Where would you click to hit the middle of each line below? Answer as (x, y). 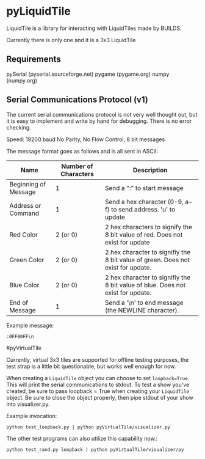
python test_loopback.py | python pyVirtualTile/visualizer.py (88, 427)
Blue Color (24, 285)
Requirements (34, 59)
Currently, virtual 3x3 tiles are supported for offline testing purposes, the (98, 359)
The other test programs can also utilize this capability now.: (82, 438)
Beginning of (28, 184)
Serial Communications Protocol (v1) (77, 100)
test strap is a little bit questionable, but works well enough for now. (91, 366)
